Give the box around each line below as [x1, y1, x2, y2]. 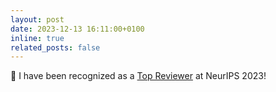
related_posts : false [10, 42, 101, 53]
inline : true [10, 33, 65, 43]
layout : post [10, 14, 65, 25]
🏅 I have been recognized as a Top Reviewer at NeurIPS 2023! [10, 70, 267, 82]
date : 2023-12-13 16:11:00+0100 [10, 24, 145, 34]
